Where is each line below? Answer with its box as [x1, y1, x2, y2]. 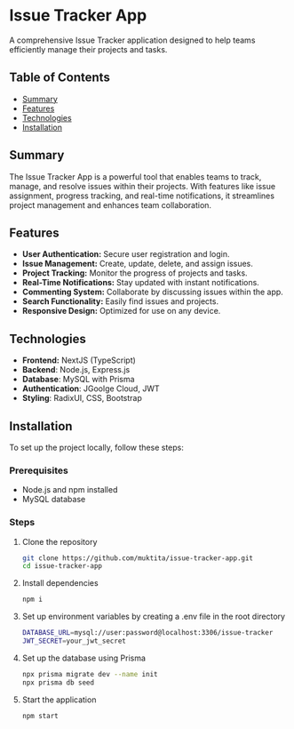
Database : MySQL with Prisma [21, 374, 135, 385]
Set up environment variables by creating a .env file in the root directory [21, 611, 286, 622]
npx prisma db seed [21, 677, 95, 687]
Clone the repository [21, 536, 98, 547]
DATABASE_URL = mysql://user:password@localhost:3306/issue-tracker [21, 629, 274, 637]
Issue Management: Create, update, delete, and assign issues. [21, 259, 253, 269]
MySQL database [21, 494, 86, 505]
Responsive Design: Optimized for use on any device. [21, 306, 221, 316]
